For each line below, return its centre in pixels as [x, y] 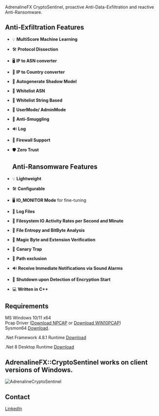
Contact [18, 397]
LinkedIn [14, 409]
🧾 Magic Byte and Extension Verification [54, 240]
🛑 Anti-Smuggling [31, 119]
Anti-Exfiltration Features [44, 27]
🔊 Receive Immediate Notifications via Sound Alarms [67, 268]
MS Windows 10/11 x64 [28, 318]
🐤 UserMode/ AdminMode [39, 109]
